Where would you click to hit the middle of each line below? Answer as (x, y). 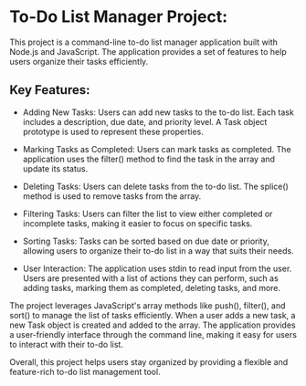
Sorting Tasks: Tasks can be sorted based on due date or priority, (146, 241)
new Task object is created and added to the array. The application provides (153, 325)
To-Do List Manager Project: (119, 17)
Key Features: (50, 90)
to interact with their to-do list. (66, 344)
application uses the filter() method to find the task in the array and (149, 159)
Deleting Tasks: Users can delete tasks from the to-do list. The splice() (156, 186)
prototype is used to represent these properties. (113, 131)
